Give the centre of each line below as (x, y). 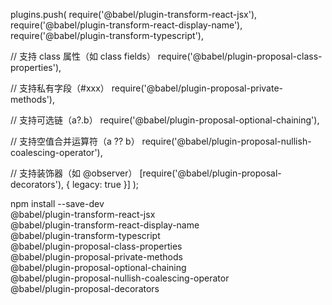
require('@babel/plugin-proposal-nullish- (226, 141)
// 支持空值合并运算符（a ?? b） (75, 141)
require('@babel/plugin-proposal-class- (240, 56)
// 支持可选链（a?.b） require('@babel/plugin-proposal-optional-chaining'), (165, 120)
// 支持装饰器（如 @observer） (74, 173)
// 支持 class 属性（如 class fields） (83, 56)
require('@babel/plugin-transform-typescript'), (107, 35)
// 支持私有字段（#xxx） (60, 88)
